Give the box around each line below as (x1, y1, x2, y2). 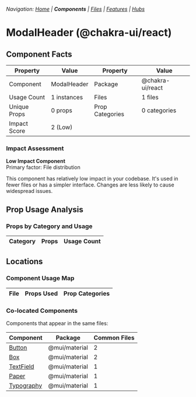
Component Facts (6, 49, 72, 59)
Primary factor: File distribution (6, 164, 80, 171)
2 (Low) (51, 123, 73, 131)
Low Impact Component (6, 158, 66, 165)
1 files (141, 94, 159, 101)
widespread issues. (6, 188, 53, 195)
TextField (9, 363, 34, 371)
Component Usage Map (6, 274, 75, 282)
